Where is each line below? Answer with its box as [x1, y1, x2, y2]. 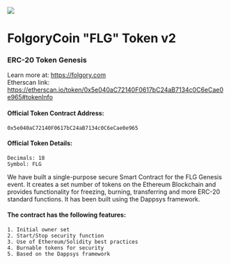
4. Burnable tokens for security [7, 245, 104, 251]
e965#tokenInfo [7, 93, 54, 101]
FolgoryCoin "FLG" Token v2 [7, 31, 176, 47]
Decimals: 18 [7, 154, 45, 161]
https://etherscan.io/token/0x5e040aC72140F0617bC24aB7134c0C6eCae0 [7, 85, 224, 94]
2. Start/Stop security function [7, 233, 104, 240]
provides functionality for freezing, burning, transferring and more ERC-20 [7, 188, 221, 196]
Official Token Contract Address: [7, 109, 104, 117]
